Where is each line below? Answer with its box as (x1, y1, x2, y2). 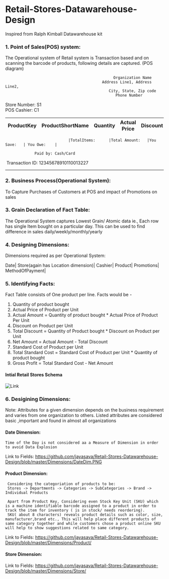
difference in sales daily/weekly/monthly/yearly (5, 228, 103, 234)
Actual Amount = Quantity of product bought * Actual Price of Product (12, 312, 158, 318)
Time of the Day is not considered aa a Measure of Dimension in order (5, 440, 158, 446)
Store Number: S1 (5, 102, 42, 108)
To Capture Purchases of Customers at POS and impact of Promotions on (5, 189, 157, 195)
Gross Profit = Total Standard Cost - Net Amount (12, 360, 113, 366)
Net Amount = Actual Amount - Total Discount (12, 339, 108, 345)
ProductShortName (41, 122, 89, 129)
